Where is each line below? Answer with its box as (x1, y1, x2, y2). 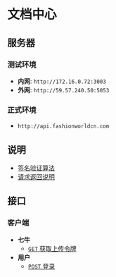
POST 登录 (27, 261, 56, 270)
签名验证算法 (17, 164, 55, 172)
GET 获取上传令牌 (27, 244, 77, 252)
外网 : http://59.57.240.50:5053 (17, 85, 110, 94)
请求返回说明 (17, 172, 55, 180)
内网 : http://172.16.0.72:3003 (17, 77, 107, 85)
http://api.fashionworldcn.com (17, 123, 110, 130)
